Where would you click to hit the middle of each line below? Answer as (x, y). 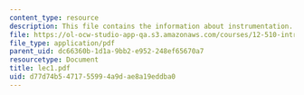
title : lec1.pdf (40, 69)
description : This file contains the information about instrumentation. (152, 26)
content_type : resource (54, 18)
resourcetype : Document (54, 60)
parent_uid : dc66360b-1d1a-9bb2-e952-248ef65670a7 (107, 52)
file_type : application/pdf (62, 43)
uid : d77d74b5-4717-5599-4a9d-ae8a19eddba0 (93, 77)
